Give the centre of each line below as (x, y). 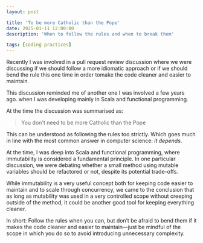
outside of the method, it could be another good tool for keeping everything (100, 203)
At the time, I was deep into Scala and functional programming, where (93, 153)
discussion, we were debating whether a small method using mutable (92, 165)
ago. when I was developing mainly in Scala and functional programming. (97, 99)
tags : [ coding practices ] (39, 45)
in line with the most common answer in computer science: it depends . (94, 141)
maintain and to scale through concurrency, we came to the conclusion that (100, 190)
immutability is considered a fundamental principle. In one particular (91, 159)
